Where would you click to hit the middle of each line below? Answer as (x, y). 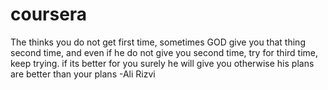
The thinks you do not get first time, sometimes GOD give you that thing (158, 42)
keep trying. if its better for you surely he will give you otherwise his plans (162, 63)
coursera (49, 14)
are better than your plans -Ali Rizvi (83, 74)
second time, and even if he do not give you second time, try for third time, (164, 52)
